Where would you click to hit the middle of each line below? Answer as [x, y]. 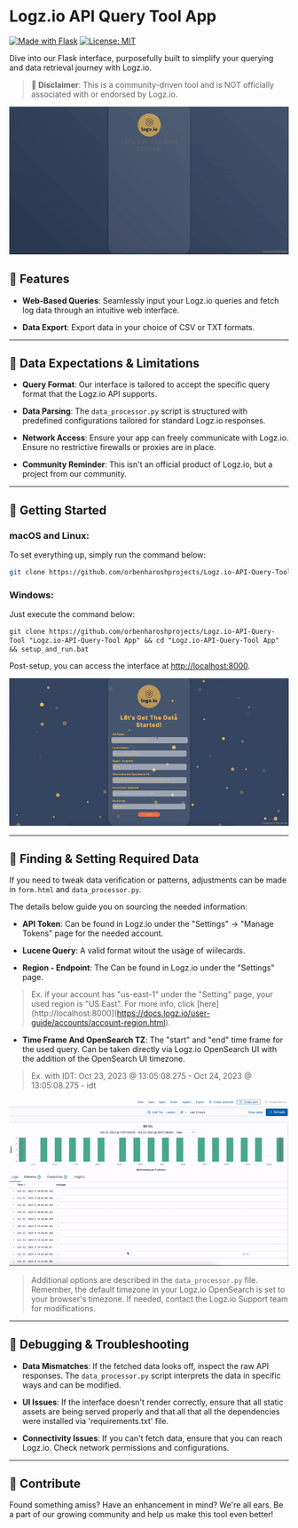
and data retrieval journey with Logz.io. [81, 67]
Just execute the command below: [72, 614]
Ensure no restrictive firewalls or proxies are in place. [119, 447]
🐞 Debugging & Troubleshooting [99, 1345]
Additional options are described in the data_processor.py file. [145, 1279]
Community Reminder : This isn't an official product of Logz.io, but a [147, 464]
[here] [208, 1004]
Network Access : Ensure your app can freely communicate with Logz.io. [155, 438]
